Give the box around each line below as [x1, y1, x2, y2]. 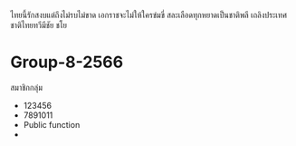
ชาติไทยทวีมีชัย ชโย [10, 20, 67, 30]
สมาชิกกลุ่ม [10, 82, 43, 92]
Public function [23, 119, 81, 130]
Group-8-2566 [10, 52, 124, 73]
